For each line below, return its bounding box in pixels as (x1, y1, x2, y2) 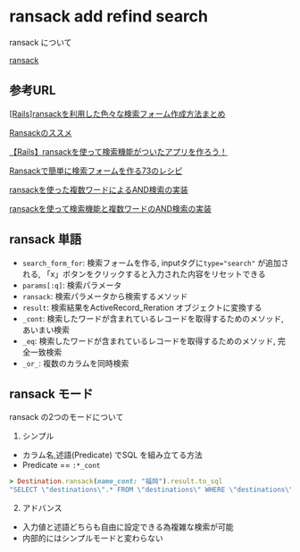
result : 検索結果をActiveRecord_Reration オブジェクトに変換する (21, 302, 262, 313)
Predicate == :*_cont (21, 460, 101, 471)
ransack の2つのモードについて (9, 412, 124, 422)
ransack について (9, 37, 72, 47)
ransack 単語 (9, 232, 82, 247)
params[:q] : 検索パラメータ (21, 280, 122, 290)
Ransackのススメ (9, 127, 73, 138)
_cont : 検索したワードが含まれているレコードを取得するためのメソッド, (21, 313, 284, 323)
